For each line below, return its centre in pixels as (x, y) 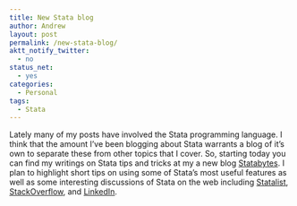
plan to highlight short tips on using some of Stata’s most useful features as (148, 173)
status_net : (31, 68)
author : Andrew (38, 26)
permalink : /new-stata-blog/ (64, 43)
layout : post (34, 34)
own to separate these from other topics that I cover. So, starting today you (148, 154)
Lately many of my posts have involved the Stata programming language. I (146, 134)
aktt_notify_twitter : (50, 51)
